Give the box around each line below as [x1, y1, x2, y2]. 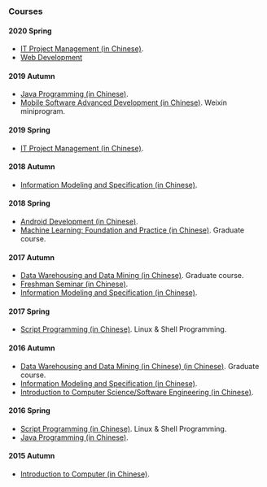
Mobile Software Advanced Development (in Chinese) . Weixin [20, 98, 228, 107]
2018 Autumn [8, 162, 55, 172]
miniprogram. [20, 107, 66, 116]
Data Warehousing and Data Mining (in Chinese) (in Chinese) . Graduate [20, 361, 260, 371]
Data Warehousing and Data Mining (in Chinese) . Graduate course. [20, 271, 244, 280]
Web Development [20, 53, 83, 63]
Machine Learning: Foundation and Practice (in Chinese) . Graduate [20, 225, 245, 235]
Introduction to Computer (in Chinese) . [20, 469, 151, 479]
